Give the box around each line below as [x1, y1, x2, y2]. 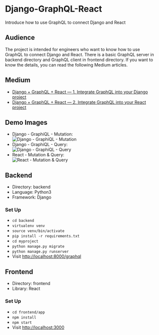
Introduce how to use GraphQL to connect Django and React [5, 19, 126, 25]
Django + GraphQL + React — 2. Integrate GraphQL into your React [12, 99, 146, 105]
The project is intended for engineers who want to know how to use [5, 46, 140, 52]
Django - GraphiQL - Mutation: [12, 131, 73, 137]
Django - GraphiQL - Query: [12, 142, 68, 148]
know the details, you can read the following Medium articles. [5, 62, 128, 67]
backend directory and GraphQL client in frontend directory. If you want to [5, 57, 154, 63]
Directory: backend [12, 184, 51, 190]
